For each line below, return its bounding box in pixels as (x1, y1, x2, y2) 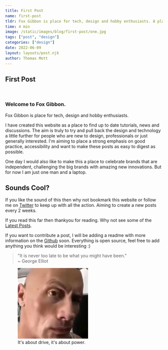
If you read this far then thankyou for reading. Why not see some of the (5, 217, 152, 223)
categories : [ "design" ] (5, 40, 55, 45)
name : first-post (5, 13, 41, 19)
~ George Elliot (17, 258, 48, 264)
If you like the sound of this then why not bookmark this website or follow (5, 197, 156, 203)
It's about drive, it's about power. (17, 339, 86, 345)
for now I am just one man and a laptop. (5, 169, 87, 175)
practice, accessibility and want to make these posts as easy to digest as (5, 143, 156, 149)
